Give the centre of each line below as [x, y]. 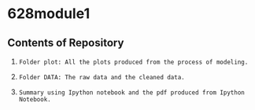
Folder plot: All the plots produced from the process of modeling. [133, 62]
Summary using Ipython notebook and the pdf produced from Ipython [131, 93]
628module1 [49, 14]
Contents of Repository [66, 43]
